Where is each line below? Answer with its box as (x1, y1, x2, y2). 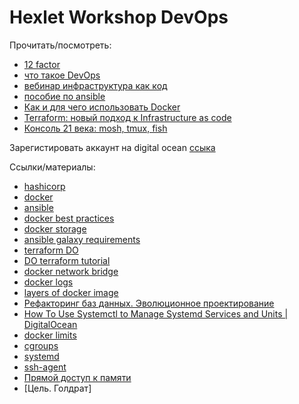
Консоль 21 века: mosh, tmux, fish (23, 122, 168, 134)
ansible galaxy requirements (23, 233, 141, 245)
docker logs (23, 276, 74, 288)
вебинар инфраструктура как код (23, 79, 168, 91)
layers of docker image (23, 286, 119, 298)
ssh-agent (23, 361, 67, 373)
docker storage (23, 222, 87, 235)
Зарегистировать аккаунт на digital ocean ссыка (9, 141, 216, 153)
